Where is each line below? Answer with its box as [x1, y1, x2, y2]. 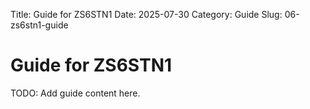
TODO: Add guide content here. [10, 87, 141, 99]
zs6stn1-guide [10, 19, 69, 31]
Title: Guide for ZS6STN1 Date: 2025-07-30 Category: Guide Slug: [10, 9, 283, 20]
